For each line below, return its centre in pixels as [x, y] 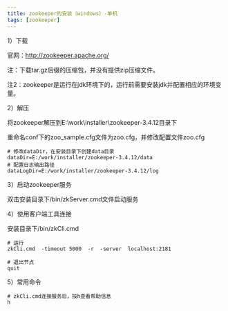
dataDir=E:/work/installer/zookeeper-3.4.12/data [80, 157]
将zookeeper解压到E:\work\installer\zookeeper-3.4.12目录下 [92, 122]
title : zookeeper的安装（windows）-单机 [63, 13]
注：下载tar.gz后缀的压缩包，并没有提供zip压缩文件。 [83, 70]
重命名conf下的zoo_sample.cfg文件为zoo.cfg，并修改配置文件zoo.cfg [106, 137]
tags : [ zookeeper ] [34, 20]
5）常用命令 [24, 282]
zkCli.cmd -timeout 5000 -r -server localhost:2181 [89, 249]
